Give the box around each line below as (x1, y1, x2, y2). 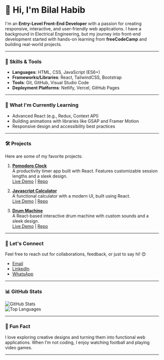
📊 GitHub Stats (5, 288, 42, 295)
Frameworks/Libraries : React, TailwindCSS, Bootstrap (12, 74, 122, 80)
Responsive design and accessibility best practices (12, 123, 116, 129)
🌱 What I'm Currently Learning (5, 102, 79, 109)
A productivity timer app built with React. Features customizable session (12, 168, 158, 174)
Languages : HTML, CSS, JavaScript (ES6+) (12, 69, 101, 75)
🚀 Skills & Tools (5, 58, 42, 65)
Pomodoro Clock (12, 162, 47, 168)
